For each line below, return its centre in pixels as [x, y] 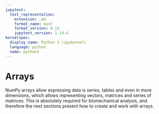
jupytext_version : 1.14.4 [42, 33]
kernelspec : [18, 38]
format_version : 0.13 [37, 28]
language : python [28, 47]
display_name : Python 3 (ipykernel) [48, 42]
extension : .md [30, 19]
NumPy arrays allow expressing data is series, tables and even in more [78, 90]
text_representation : [32, 14]
